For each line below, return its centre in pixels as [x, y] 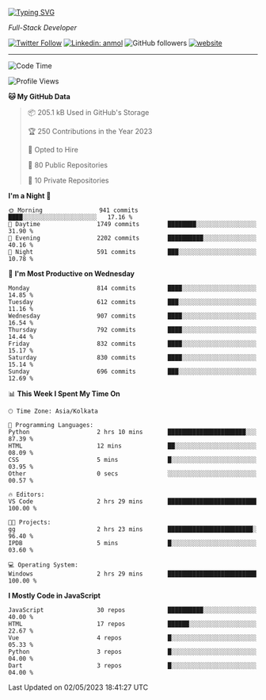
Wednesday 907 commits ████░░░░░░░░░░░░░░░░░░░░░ [133, 316]
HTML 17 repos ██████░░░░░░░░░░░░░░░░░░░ [133, 624]
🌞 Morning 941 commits [73, 210]
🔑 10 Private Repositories [68, 180]
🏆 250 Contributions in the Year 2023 [90, 131]
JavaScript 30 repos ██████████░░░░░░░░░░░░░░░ [133, 610]
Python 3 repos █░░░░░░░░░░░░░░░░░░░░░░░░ [133, 652]
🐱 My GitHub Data [40, 96]
